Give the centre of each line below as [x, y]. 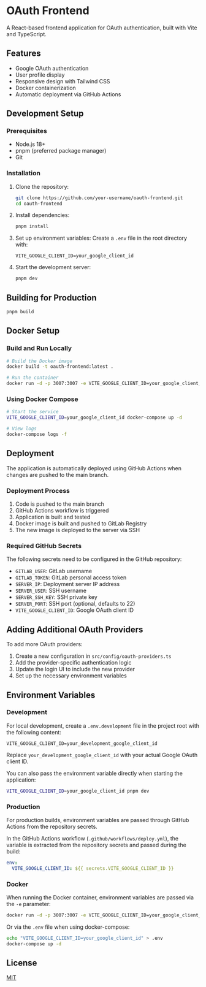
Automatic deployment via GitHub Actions [68, 94]
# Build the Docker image [39, 361]
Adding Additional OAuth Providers [75, 629]
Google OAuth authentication [52, 68]
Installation [24, 173]
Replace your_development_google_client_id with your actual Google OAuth [102, 755]
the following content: [34, 732]
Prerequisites [27, 131]
